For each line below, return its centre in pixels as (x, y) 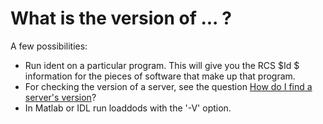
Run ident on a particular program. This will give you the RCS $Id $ (162, 65)
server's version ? (60, 97)
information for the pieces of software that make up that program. (160, 76)
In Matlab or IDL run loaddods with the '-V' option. (128, 108)
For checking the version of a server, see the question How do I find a (168, 86)
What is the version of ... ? (121, 18)
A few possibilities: (49, 46)
